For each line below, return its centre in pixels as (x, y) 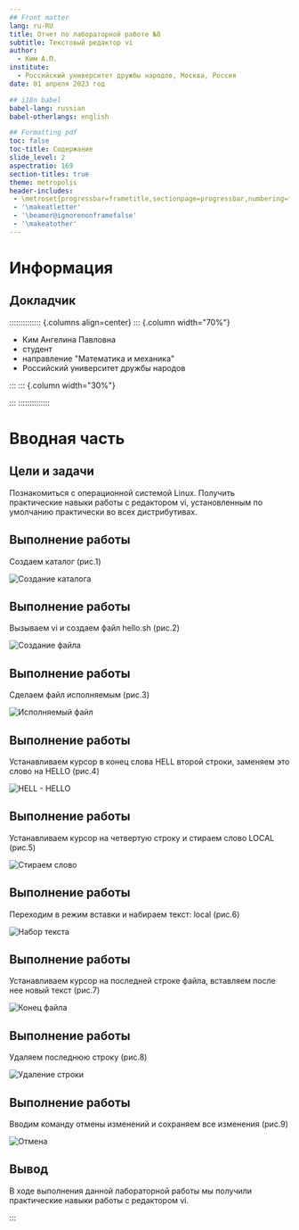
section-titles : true (49, 174)
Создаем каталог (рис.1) (55, 561)
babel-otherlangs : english (59, 117)
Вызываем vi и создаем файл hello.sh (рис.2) (95, 628)
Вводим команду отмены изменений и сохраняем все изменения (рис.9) (149, 1124)
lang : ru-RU (31, 26)
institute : (29, 68)
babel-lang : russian (48, 108)
